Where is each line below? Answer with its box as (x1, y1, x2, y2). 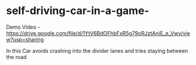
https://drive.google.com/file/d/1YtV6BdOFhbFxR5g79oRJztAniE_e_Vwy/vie (6, 29, 191, 36)
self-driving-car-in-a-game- (6, 4, 150, 18)
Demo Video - (6, 23, 40, 30)
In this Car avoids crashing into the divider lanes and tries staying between (6, 47, 188, 54)
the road (6, 53, 27, 60)
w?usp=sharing (6, 36, 44, 43)
